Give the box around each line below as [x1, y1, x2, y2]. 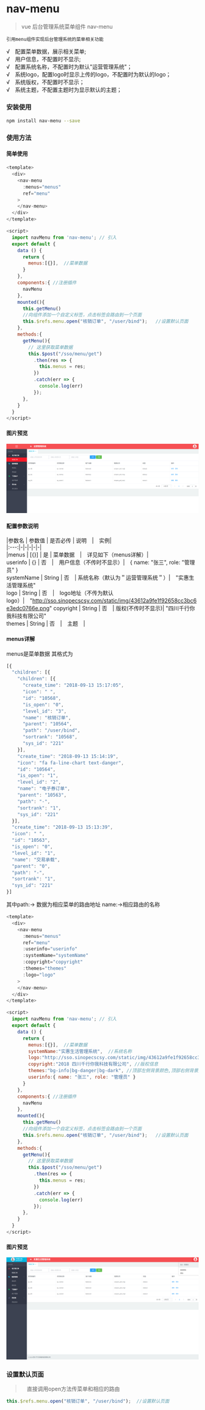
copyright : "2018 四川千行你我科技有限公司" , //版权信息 [28, 1061, 159, 1067]
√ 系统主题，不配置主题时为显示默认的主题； [6, 86, 122, 93]
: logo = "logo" [22, 972, 56, 978]
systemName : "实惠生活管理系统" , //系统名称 [28, 1048, 132, 1054]
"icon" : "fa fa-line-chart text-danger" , [17, 760, 124, 766]
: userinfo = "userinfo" [22, 946, 78, 952]
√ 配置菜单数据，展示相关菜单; [6, 48, 87, 55]
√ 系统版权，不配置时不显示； [6, 78, 85, 86]
